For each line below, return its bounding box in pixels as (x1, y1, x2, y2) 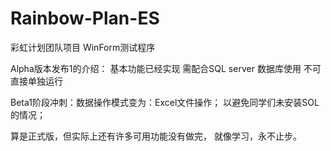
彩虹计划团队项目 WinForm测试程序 (10, 41, 156, 53)
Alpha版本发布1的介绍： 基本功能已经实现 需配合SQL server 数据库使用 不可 (10, 62, 322, 74)
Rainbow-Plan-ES (10, 7, 160, 30)
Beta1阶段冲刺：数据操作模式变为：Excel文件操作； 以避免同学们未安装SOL (10, 96, 320, 108)
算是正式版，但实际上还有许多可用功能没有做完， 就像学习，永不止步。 (10, 130, 302, 142)
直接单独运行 (10, 75, 63, 87)
